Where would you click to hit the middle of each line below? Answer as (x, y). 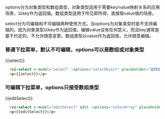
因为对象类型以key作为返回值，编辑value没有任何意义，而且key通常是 (89, 30)
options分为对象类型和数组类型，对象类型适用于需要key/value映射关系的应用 (82, 7)
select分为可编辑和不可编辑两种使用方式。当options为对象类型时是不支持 (79, 24)
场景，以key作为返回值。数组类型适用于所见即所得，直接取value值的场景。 (81, 13)
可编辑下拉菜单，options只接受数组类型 (52, 87)
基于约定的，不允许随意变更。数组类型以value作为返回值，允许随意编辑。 (79, 36)
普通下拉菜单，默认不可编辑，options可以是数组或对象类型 (75, 49)
